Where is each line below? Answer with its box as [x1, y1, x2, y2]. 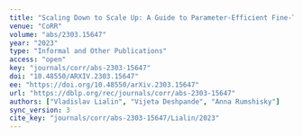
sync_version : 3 [9, 105, 70, 114]
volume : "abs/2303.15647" [9, 30, 106, 39]
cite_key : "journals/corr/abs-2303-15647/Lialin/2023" [9, 114, 220, 123]
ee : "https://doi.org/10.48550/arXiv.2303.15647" [9, 80, 200, 89]
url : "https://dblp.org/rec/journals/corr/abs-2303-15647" [9, 88, 236, 97]
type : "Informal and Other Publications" [9, 47, 168, 56]
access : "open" [9, 55, 67, 64]
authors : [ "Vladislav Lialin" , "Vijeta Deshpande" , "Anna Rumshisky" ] [9, 96, 280, 106]
